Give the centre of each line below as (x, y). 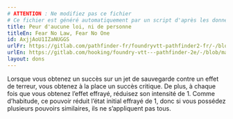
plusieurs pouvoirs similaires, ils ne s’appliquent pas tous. (89, 108)
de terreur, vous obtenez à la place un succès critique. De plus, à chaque (112, 86)
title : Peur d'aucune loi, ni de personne (69, 26)
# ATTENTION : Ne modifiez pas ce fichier (69, 14)
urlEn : (17, 53)
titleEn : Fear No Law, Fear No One (59, 33)
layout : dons (26, 59)
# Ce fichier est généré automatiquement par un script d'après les (108, 20)
